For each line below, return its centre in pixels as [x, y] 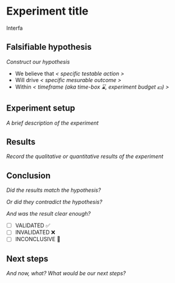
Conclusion [29, 175]
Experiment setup [41, 108]
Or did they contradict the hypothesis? [54, 202]
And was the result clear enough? [49, 214]
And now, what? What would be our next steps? [66, 273]
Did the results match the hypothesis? [54, 190]
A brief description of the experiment [53, 123]
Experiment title [47, 11]
